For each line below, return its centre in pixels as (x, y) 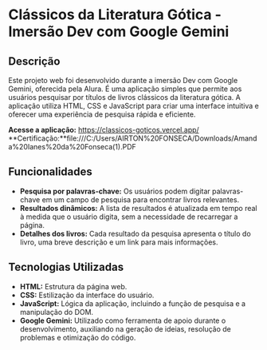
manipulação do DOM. (57, 312)
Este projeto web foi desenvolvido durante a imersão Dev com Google (123, 80)
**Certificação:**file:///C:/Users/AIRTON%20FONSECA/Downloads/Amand (133, 138)
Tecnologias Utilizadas (66, 267)
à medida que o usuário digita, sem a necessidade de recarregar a (129, 217)
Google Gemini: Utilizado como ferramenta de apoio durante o (123, 320)
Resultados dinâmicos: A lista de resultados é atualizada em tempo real (138, 208)
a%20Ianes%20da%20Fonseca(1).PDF (73, 147)
